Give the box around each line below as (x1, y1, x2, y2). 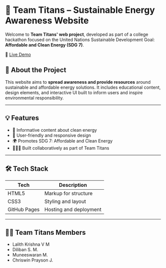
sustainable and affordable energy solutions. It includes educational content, (5, 84, 161, 90)
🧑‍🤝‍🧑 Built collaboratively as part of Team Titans (12, 145, 110, 151)
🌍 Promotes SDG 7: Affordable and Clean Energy (12, 138, 113, 144)
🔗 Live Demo (5, 52, 31, 57)
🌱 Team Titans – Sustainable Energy (5, 4, 155, 16)
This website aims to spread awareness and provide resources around (5, 79, 151, 85)
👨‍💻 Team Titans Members (5, 228, 86, 237)
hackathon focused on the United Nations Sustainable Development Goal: (5, 37, 155, 43)
